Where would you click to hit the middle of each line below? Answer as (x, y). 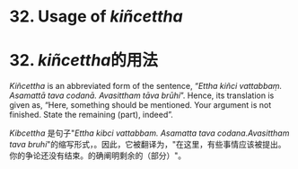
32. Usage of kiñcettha (96, 17)
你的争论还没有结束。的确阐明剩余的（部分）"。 (98, 156)
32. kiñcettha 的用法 (84, 61)
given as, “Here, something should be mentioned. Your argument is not (140, 105)
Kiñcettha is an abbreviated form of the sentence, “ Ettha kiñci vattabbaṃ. (146, 86)
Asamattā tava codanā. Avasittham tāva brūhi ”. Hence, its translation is (142, 95)
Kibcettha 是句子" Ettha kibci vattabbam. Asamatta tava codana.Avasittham (149, 133)
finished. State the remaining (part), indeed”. (91, 115)
